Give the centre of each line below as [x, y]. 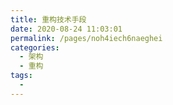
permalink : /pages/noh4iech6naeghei [86, 38]
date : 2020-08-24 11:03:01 [66, 29]
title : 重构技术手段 [48, 19]
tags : [21, 76]
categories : [35, 47]
